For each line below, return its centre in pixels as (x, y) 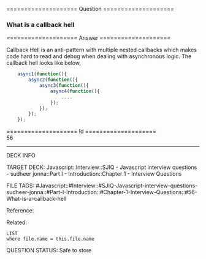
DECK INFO (21, 156)
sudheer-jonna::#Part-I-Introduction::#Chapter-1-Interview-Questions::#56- (102, 192)
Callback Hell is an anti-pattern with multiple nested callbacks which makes (102, 50)
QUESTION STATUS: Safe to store (49, 250)
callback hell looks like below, (44, 63)
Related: (17, 222)
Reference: (20, 211)
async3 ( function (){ (64, 86)
